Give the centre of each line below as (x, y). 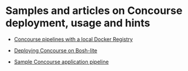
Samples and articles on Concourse (94, 11)
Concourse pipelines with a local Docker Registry (73, 39)
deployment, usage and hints (78, 23)
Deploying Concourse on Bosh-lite (56, 50)
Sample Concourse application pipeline (61, 62)
